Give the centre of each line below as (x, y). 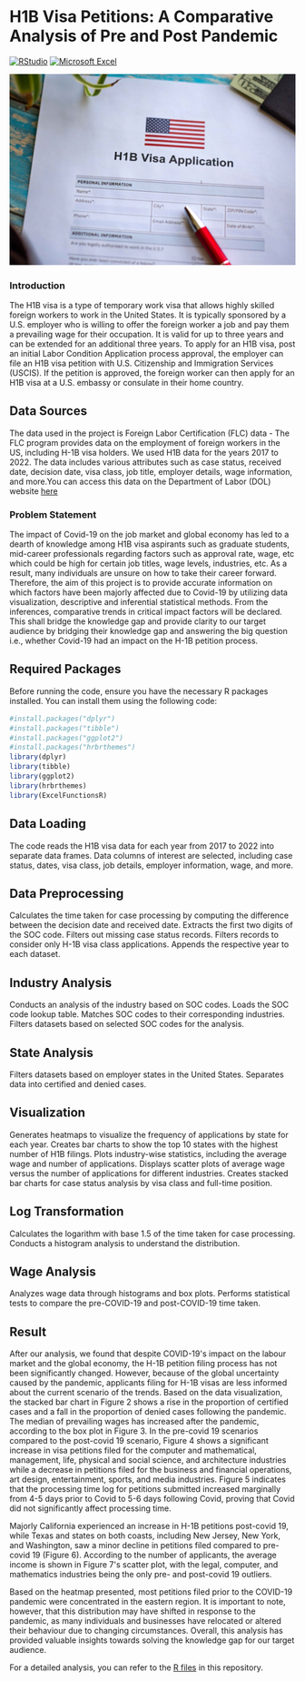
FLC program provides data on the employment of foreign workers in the (145, 442)
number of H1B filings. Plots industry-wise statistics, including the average (148, 1153)
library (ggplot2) (42, 776)
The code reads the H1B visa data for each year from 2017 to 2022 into (142, 846)
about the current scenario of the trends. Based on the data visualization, (146, 1393)
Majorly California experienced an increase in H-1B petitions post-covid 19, (149, 1526)
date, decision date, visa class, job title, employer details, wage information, (151, 471)
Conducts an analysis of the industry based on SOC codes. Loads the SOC (149, 1005)
